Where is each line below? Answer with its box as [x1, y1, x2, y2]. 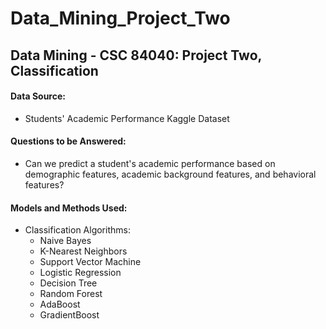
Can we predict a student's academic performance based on [24, 157, 276, 169]
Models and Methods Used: [10, 202, 128, 214]
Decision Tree [39, 277, 98, 289]
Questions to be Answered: [10, 135, 127, 147]
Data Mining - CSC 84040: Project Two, [10, 47, 262, 64]
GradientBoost [39, 309, 100, 321]
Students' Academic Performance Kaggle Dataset [24, 112, 230, 124]
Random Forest [39, 288, 103, 300]
